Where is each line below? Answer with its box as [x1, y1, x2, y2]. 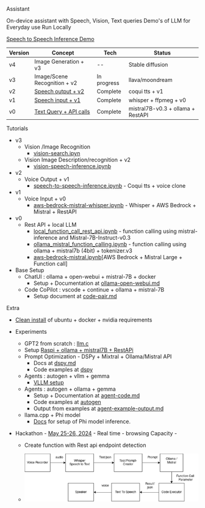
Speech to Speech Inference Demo [6, 35, 95, 42]
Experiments [15, 328, 47, 336]
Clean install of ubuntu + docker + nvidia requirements [15, 316, 153, 323]
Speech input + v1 [34, 96, 81, 103]
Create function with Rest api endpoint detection [24, 441, 146, 449]
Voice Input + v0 [24, 195, 66, 202]
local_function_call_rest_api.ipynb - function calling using [33, 227, 177, 235]
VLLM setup [33, 379, 64, 386]
